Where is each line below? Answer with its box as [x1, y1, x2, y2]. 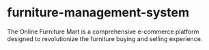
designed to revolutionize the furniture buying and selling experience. [7, 34, 203, 42]
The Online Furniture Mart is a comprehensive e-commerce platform [7, 27, 199, 36]
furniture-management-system [7, 5, 190, 21]
